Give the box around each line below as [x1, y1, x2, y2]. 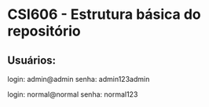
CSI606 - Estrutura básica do [7, 6, 201, 24]
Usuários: [7, 53, 57, 67]
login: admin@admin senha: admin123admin [7, 75, 150, 83]
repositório [7, 22, 81, 40]
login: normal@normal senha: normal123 [7, 90, 138, 99]
